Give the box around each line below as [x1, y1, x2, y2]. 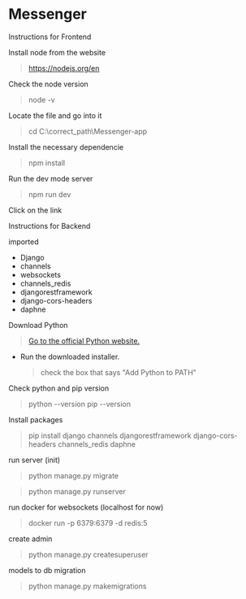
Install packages [8, 414, 63, 424]
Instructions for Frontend [8, 32, 92, 42]
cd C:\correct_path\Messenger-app [28, 126, 148, 136]
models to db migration [8, 565, 86, 575]
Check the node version [8, 79, 89, 89]
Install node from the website [8, 47, 106, 57]
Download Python [8, 320, 68, 330]
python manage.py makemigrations [28, 581, 147, 591]
